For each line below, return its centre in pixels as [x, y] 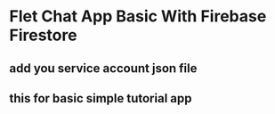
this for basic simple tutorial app [101, 98]
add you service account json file [103, 68]
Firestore [43, 35]
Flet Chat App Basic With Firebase [138, 16]
